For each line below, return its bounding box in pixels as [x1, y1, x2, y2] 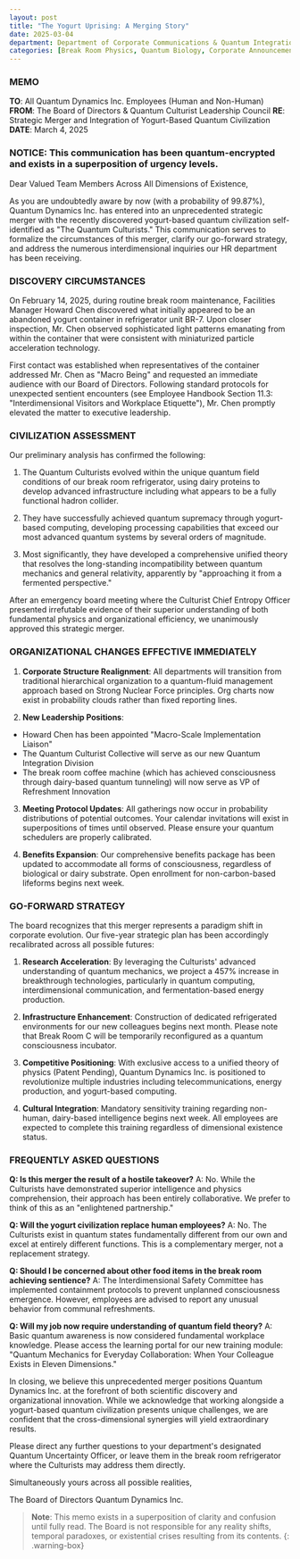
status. [21, 1131, 47, 1142]
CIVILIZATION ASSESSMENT [9, 429, 137, 442]
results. [9, 1423, 37, 1434]
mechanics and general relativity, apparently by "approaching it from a [21, 568, 282, 579]
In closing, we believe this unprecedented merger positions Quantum [9, 1376, 263, 1387]
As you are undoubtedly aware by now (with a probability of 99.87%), [9, 196, 265, 206]
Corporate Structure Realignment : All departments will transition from [21, 666, 282, 677]
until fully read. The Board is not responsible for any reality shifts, [30, 1521, 271, 1532]
